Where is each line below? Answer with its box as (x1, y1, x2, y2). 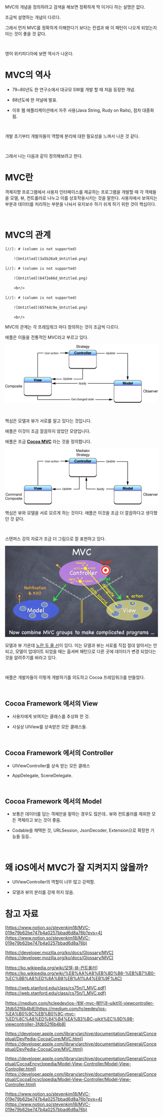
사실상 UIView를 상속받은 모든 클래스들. (12, 724, 87, 729)
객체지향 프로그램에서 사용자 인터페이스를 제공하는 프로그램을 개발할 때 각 (5, 189, 144, 195)
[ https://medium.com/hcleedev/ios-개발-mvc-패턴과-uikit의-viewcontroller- (5, 1000, 154, 1006)
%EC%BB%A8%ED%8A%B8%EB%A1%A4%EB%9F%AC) (5, 976, 122, 981)
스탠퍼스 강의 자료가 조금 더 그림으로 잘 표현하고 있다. (5, 535, 106, 542)
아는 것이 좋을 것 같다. (5, 31, 47, 37)
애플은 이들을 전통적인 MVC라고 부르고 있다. (5, 334, 89, 340)
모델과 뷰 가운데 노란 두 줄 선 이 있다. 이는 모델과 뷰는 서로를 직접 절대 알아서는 (5, 642, 152, 648)
